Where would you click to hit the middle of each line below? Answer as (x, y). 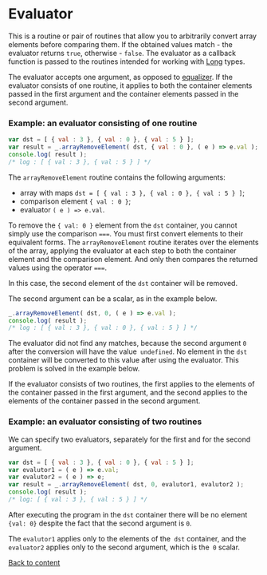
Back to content (34, 562)
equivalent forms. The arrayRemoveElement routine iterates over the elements (133, 242)
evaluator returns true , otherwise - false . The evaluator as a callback (122, 53)
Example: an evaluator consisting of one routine (103, 123)
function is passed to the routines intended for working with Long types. (127, 61)
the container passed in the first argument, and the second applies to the (128, 393)
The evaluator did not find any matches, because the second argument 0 (128, 343)
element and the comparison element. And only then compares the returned (133, 259)
